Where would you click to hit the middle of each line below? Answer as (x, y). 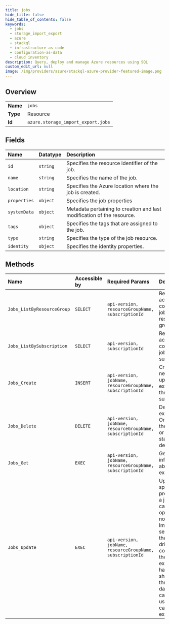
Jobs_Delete (22, 426)
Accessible (89, 278)
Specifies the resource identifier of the (112, 163)
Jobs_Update (22, 548)
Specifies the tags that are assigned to (112, 223)
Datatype (50, 154)
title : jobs (18, 10)
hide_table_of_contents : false (38, 19)
